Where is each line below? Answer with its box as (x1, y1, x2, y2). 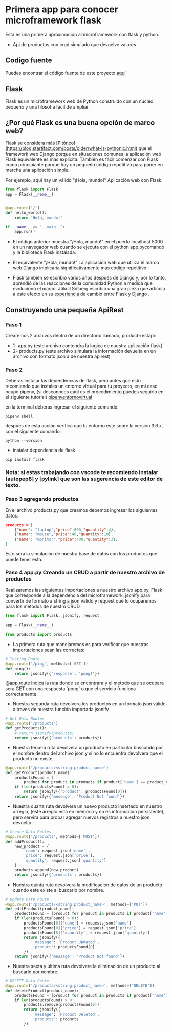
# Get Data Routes (5, 716, 45, 721)
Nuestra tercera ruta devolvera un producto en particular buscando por (12, 744, 163, 750)
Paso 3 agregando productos (5, 496, 79, 503)
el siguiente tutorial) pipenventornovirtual (5, 394, 92, 400)
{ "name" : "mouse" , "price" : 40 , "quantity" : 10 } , (14, 532, 114, 537)
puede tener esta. (5, 556, 43, 563)
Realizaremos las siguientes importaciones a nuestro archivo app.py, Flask (5, 587, 163, 593)
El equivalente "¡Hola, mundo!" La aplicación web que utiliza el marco (12, 259, 160, 265)
